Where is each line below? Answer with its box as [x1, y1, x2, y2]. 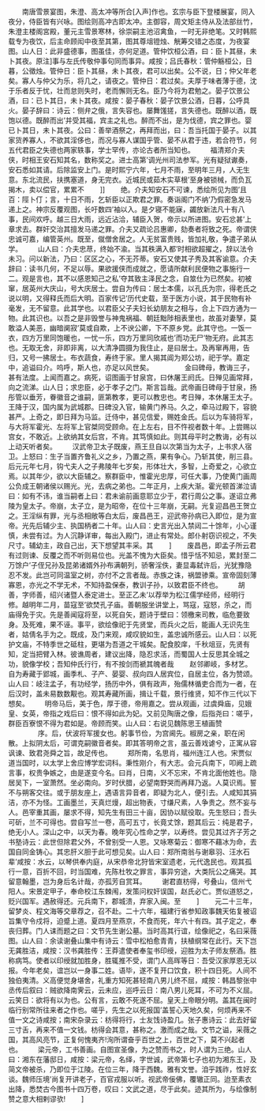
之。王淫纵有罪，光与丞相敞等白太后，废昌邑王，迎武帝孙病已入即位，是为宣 [8, 511, 257, 520]
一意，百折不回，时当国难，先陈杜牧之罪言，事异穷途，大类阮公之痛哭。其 [14, 867, 257, 876]
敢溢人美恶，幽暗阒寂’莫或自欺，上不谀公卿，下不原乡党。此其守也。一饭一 [8, 323, 252, 332]
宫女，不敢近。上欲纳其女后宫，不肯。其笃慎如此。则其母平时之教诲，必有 [8, 432, 250, 441]
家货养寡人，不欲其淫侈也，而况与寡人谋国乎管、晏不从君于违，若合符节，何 [8, 135, 257, 145]
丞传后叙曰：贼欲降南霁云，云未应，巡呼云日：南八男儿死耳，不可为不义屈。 [8, 985, 257, 995]
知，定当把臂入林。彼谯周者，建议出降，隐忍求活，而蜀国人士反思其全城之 [8, 649, 250, 659]
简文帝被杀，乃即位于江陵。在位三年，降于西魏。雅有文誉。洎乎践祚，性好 [8, 1064, 250, 1074]
